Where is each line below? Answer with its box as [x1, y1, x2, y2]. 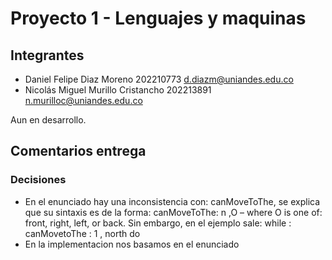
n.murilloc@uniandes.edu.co [24, 95, 143, 106]
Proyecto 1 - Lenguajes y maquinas [10, 7, 307, 30]
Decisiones [10, 173, 67, 187]
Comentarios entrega [10, 143, 147, 160]
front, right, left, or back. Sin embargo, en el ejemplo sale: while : [24, 217, 292, 229]
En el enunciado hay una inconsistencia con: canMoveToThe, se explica [24, 195, 321, 207]
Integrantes [10, 47, 85, 64]
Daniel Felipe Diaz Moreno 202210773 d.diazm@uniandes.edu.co [24, 73, 294, 85]
